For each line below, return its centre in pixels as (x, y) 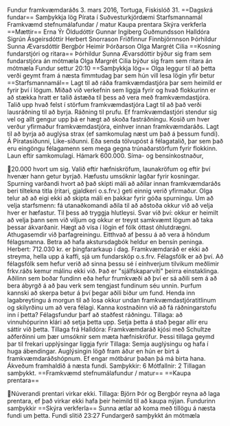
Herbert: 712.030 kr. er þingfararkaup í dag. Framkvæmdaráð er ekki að (108, 249)
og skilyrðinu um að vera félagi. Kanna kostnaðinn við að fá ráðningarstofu (112, 307)
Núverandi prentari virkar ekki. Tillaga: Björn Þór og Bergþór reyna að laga (116, 393)
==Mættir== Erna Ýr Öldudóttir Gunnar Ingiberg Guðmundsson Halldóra (108, 32)
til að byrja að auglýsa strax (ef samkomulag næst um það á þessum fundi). (113, 134)
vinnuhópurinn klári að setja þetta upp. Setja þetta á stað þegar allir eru (107, 322)
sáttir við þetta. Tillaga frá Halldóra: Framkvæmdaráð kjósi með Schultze (109, 329)
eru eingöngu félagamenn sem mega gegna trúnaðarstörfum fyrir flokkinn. (112, 148)
